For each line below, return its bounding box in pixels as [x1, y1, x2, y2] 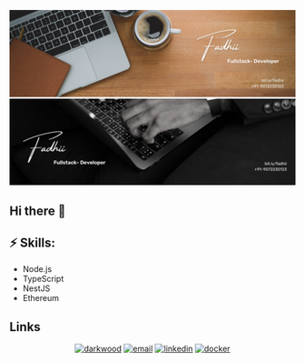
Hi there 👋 [9, 203, 66, 218]
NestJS [22, 283, 51, 294]
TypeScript [22, 274, 64, 285]
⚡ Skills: [9, 235, 56, 250]
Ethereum [22, 293, 59, 304]
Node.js [22, 264, 53, 275]
